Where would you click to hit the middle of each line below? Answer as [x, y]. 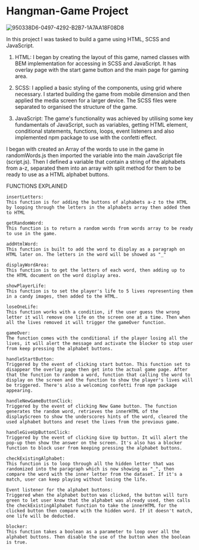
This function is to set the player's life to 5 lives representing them [100, 291]
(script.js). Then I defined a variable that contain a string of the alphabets [96, 161]
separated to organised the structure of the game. [76, 106]
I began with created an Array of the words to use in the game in [85, 149]
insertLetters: [25, 197]
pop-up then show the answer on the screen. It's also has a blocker [94, 443]
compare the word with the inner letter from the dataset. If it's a [94, 474]
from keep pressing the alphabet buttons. [60, 349]
